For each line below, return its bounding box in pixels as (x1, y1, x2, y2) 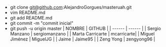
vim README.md (10, 9, 46, 15)
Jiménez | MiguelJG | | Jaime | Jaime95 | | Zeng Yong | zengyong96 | (10, 36, 155, 42)
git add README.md (10, 15, 53, 20)
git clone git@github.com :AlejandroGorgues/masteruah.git (10, 4, 132, 10)
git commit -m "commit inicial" (10, 20, 74, 26)
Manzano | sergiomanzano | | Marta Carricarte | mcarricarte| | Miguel (10, 31, 155, 36)
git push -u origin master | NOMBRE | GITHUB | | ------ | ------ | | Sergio (10, 25, 161, 31)
